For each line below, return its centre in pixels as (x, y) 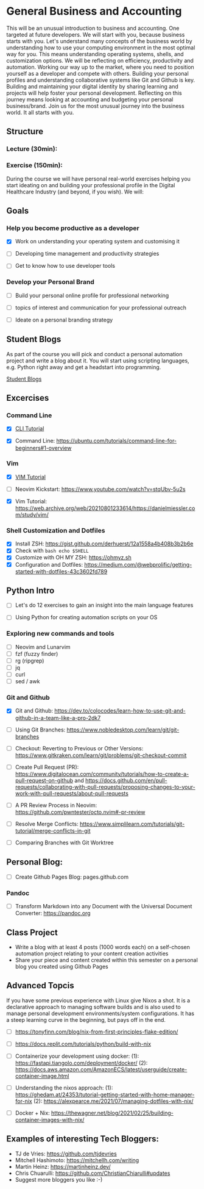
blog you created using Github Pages (62, 966)
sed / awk (27, 681)
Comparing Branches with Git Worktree (64, 842)
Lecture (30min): (32, 149)
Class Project (32, 932)
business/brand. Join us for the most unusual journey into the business (95, 106)
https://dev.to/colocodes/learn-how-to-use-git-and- (120, 711)
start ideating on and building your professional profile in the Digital (91, 185)
